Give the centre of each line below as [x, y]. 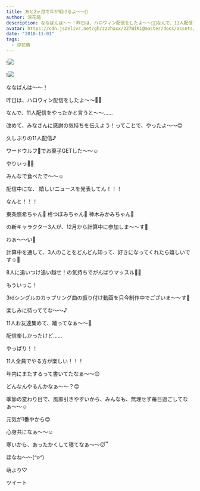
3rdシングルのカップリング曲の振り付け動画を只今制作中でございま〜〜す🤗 [98, 297]
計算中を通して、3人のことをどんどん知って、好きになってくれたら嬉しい [96, 252]
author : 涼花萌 [24, 17]
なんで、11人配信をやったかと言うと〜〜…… [60, 112]
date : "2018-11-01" [30, 34]
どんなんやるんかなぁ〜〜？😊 [43, 386]
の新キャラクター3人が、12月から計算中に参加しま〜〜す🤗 [77, 227]
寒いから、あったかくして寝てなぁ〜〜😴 [57, 444]
